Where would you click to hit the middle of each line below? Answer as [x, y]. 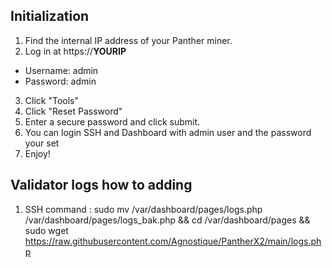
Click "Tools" [51, 100]
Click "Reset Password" [73, 111]
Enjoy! [37, 153]
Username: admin [61, 70]
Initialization [50, 16]
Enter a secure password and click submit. [112, 121]
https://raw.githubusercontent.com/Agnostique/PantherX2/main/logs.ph [173, 241]
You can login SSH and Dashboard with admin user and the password [168, 132]
